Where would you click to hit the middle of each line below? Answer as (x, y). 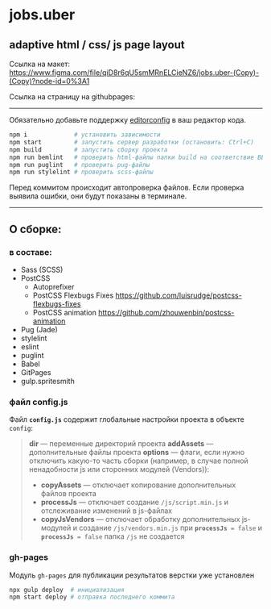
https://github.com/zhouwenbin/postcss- (166, 312)
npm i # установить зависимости (85, 135)
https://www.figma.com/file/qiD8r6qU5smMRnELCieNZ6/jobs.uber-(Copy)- (134, 73)
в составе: (31, 252)
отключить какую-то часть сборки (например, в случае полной (138, 461)
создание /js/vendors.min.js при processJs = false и (170, 528)
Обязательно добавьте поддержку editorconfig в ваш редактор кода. (127, 120)
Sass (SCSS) (42, 269)
